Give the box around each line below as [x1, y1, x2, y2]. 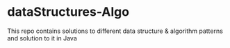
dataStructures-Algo [7, 4, 130, 20]
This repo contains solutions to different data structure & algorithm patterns [7, 27, 224, 35]
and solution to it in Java [7, 34, 78, 42]
